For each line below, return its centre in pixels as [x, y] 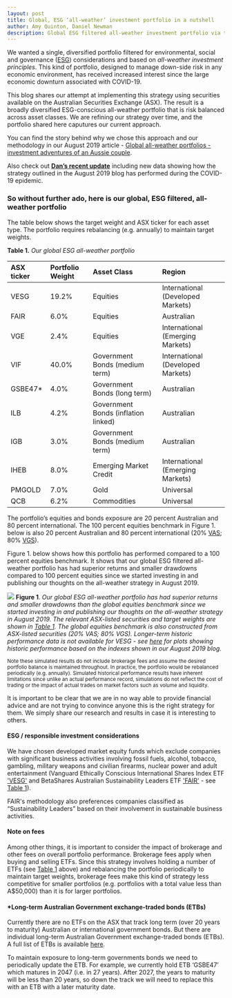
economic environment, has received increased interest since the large [108, 75]
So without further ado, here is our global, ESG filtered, [101, 199]
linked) [104, 421]
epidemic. [29, 181]
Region [174, 271]
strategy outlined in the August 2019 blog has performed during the [103, 173]
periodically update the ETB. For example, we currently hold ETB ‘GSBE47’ [113, 965]
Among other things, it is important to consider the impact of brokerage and [115, 847]
